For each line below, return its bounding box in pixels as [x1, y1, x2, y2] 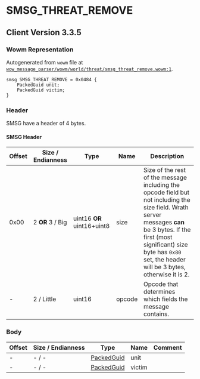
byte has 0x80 [143, 248, 182, 257]
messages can [143, 218, 185, 227]
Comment [153, 343, 183, 352]
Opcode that [143, 280, 179, 288]
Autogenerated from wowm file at [6, 58, 83, 66]
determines [143, 288, 176, 296]
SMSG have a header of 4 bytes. [6, 120, 86, 127]
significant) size [143, 241, 188, 249]
